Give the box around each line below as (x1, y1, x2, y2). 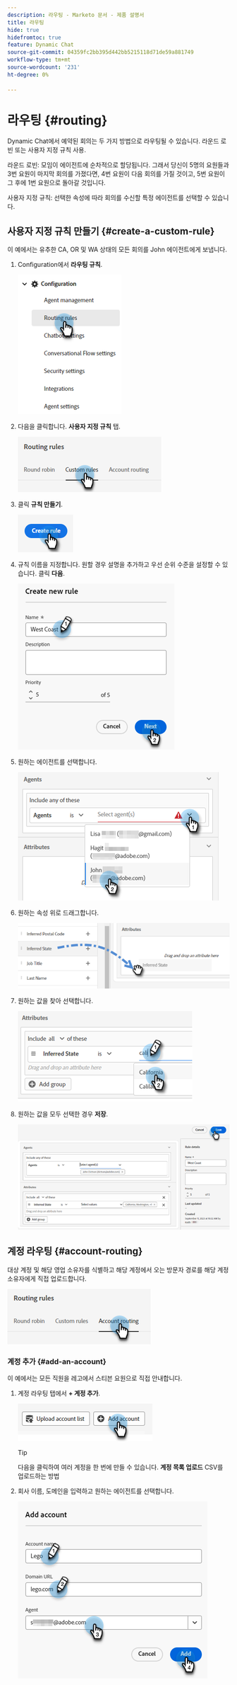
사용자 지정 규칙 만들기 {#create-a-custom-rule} (7, 225, 215, 237)
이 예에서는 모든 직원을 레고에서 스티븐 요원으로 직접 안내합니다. (7, 1374, 183, 1383)
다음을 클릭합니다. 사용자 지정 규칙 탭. (17, 422, 121, 431)
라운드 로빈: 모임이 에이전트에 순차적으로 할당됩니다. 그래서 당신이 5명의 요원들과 (7, 161, 229, 169)
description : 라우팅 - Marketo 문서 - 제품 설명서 (7, 11, 145, 18)
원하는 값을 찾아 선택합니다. (17, 997, 94, 1005)
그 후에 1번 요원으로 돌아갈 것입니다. (7, 178, 106, 187)
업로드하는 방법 (17, 1472, 60, 1480)
